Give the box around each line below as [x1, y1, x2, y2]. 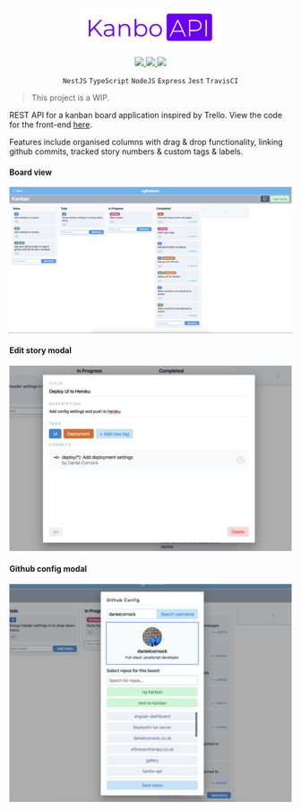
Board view [9, 167, 52, 177]
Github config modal [9, 564, 88, 574]
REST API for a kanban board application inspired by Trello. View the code [9, 109, 283, 120]
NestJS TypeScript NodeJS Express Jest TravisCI [62, 76, 239, 85]
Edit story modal [9, 345, 72, 356]
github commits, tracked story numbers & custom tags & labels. [9, 146, 244, 157]
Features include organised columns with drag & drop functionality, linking [9, 136, 284, 147]
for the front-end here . [9, 119, 92, 130]
